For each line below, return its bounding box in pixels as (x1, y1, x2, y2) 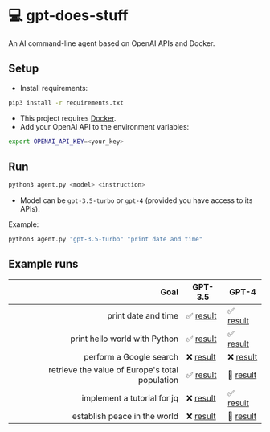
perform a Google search (84, 351, 179, 362)
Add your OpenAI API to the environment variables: (19, 121, 190, 131)
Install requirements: (19, 83, 88, 93)
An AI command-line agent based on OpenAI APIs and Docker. (8, 38, 215, 48)
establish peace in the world (72, 410, 179, 422)
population (137, 374, 179, 385)
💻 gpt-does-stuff (8, 6, 129, 25)
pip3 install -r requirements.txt (8, 98, 125, 107)
